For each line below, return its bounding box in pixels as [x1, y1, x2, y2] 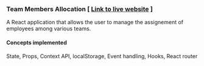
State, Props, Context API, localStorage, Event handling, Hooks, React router [6, 52, 198, 59]
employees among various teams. [6, 25, 91, 32]
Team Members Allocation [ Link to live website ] [6, 5, 153, 13]
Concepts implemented [6, 39, 67, 46]
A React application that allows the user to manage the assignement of [6, 19, 184, 26]
